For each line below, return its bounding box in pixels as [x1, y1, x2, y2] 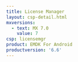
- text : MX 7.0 [11, 25, 49, 31]
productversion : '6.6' [6, 47, 62, 53]
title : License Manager [6, 8, 65, 15]
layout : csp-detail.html [6, 14, 67, 20]
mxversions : [6, 19, 35, 25]
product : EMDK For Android [6, 42, 73, 48]
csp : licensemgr [6, 36, 46, 42]
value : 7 [17, 31, 38, 37]
